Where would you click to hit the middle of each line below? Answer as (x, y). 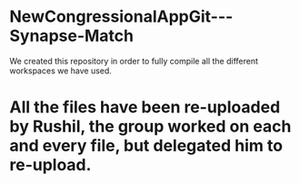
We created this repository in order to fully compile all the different (134, 61)
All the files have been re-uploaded (145, 107)
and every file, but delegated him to (146, 146)
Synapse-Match (72, 36)
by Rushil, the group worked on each (150, 126)
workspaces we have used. (60, 71)
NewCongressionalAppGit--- (121, 17)
